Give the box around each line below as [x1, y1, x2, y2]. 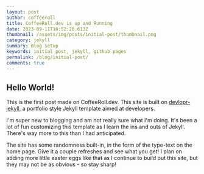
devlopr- [168, 99, 191, 106]
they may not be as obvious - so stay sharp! [6, 161, 117, 168]
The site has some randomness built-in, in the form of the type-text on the [6, 141, 193, 149]
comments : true [6, 60, 45, 66]
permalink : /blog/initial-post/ [6, 54, 88, 60]
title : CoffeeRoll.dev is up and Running [6, 20, 113, 26]
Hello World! [6, 82, 55, 92]
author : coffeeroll [6, 15, 56, 21]
